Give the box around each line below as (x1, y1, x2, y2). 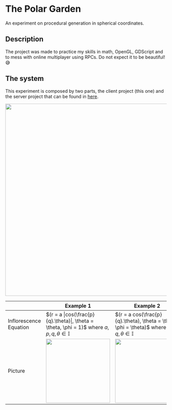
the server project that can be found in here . (5, 93, 99, 99)
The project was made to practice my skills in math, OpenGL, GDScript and (5, 48, 163, 54)
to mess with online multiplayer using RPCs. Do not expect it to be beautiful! (5, 54, 165, 60)
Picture (8, 367, 26, 374)
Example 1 (64, 302, 91, 309)
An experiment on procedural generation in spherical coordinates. (5, 20, 144, 26)
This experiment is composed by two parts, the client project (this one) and (5, 88, 164, 94)
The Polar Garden (5, 3, 81, 15)
